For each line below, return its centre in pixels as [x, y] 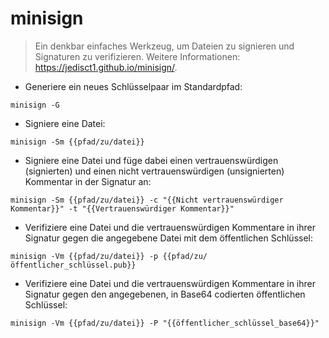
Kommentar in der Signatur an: [88, 181]
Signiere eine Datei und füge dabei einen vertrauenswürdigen [151, 160]
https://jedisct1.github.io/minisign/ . [106, 67]
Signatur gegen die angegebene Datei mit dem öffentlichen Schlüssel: [168, 238]
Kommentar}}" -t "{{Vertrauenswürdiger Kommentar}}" [122, 208]
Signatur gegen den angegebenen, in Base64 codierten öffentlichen [165, 294]
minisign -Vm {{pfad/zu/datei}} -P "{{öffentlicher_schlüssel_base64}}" [165, 323]
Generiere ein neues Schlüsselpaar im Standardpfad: [133, 86]
